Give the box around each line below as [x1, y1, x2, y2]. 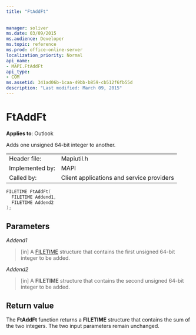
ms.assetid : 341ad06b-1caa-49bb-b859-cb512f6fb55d [6, 80, 133, 86]
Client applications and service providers [61, 173, 175, 182]
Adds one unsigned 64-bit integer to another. [6, 141, 116, 148]
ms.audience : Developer [6, 36, 65, 42]
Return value [6, 300, 54, 310]
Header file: [9, 154, 42, 162]
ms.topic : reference [6, 42, 57, 48]
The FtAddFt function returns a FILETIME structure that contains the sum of [6, 316, 190, 323]
